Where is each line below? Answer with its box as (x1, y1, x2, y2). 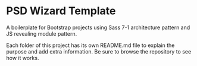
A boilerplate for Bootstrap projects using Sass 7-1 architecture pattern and (6, 24, 190, 31)
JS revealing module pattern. (6, 30, 77, 37)
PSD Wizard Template (6, 4, 116, 18)
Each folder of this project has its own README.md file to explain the (6, 42, 175, 49)
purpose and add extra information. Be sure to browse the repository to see (6, 48, 192, 55)
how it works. (6, 54, 39, 61)
